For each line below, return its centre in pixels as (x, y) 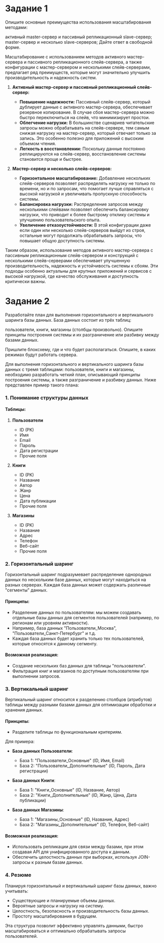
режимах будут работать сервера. (41, 355)
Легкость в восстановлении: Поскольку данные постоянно (82, 149)
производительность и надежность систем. (51, 77)
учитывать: (17, 891)
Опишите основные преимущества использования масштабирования (78, 22)
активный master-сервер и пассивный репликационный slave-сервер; (79, 37)
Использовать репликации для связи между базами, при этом (78, 847)
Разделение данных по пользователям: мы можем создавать (77, 612)
